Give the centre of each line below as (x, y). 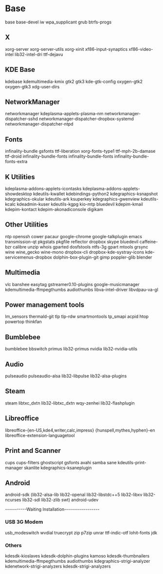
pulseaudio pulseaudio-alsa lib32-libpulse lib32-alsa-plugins (66, 376)
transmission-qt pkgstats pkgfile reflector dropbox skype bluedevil (72, 242)
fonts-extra (16, 162)
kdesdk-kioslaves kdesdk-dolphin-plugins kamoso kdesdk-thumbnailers (77, 556)
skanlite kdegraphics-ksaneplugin (58, 468)
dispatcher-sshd (21, 119)
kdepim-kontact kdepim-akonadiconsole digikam (54, 209)
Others (13, 545)
